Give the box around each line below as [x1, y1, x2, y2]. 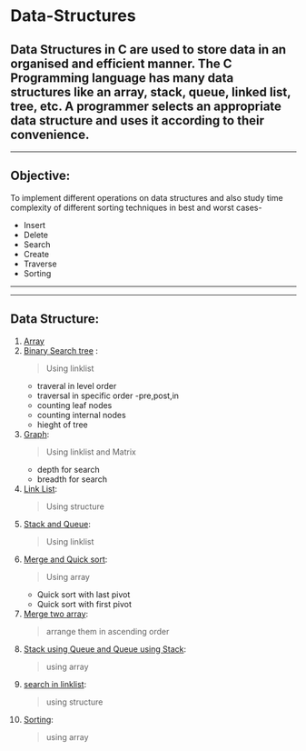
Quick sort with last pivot [36, 588, 131, 600]
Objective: [10, 168, 71, 184]
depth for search [36, 464, 100, 475]
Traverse [23, 258, 57, 269]
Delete [23, 229, 49, 240]
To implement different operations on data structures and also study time [10, 192, 284, 203]
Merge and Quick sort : [23, 554, 108, 565]
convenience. [10, 126, 90, 142]
